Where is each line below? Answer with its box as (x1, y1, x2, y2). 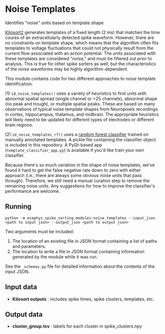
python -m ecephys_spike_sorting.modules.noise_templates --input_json (5, 216, 155, 221)
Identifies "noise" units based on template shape (5, 20, 104, 26)
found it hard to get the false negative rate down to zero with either (5, 167, 141, 173)
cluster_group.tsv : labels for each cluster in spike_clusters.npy (12, 323, 142, 329)
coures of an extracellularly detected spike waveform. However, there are (5, 35, 154, 40)
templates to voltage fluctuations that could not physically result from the (5, 45, 154, 51)
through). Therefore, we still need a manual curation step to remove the (5, 178, 150, 184)
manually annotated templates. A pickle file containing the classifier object (5, 137, 156, 143)
